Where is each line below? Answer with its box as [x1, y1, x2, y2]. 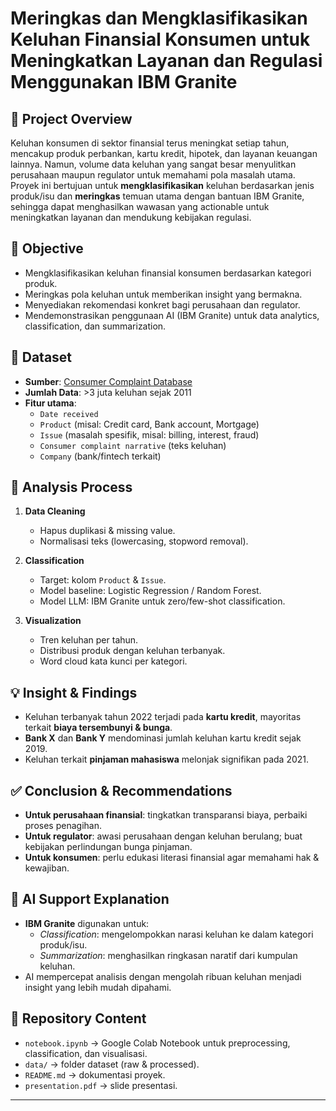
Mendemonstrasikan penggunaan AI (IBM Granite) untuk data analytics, [24, 309, 320, 321]
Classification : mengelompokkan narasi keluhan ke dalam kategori [39, 928, 314, 940]
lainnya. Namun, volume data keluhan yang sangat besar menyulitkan [10, 158, 297, 170]
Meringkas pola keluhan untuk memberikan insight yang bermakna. [24, 288, 303, 300]
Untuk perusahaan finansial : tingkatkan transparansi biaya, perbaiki [24, 809, 308, 821]
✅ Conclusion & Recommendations [10, 782, 233, 799]
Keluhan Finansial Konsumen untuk [10, 28, 311, 51]
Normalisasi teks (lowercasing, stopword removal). [39, 535, 249, 547]
